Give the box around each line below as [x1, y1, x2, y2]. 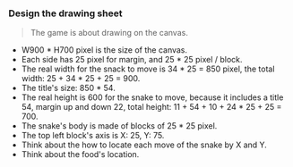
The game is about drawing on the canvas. [30, 28, 189, 38]
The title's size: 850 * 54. [21, 83, 116, 94]
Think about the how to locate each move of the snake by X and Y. [21, 139, 268, 150]
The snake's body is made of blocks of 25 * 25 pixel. [21, 121, 218, 131]
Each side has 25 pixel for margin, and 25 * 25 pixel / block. [21, 54, 243, 65]
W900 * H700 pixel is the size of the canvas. [21, 45, 188, 55]
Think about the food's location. [21, 149, 140, 160]
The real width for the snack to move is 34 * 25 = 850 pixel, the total [21, 63, 275, 74]
